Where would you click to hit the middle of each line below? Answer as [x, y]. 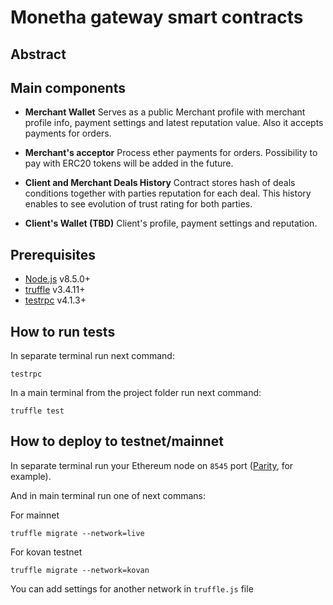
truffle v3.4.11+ [55, 290]
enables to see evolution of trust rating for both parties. [138, 204]
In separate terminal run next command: [92, 356]
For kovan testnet [46, 552]
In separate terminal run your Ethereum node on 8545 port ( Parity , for [152, 465]
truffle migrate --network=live [77, 533]
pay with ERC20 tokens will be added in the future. [129, 163]
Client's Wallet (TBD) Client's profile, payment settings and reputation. [171, 223]
